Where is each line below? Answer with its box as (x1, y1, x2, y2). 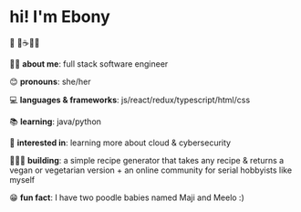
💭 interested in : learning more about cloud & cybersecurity (9, 137, 231, 148)
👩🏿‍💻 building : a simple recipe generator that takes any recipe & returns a (9, 154, 285, 165)
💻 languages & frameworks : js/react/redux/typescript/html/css (9, 94, 251, 105)
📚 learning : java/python (9, 116, 102, 127)
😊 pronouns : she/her (9, 76, 91, 87)
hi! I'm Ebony (9, 6, 111, 27)
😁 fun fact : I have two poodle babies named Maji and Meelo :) (9, 192, 244, 203)
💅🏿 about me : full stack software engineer (9, 58, 169, 69)
